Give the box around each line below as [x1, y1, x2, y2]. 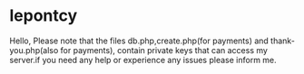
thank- [270, 35, 295, 46]
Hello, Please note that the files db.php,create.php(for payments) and [9, 35, 270, 46]
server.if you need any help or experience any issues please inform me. [9, 54, 277, 65]
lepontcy [9, 5, 78, 26]
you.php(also [9, 44, 59, 55]
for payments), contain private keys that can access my [60, 44, 268, 55]
